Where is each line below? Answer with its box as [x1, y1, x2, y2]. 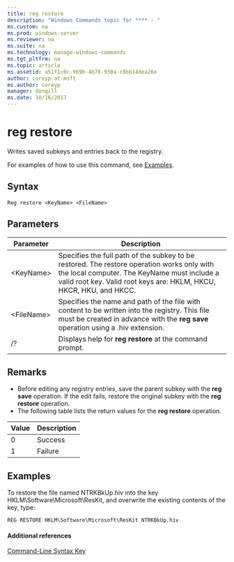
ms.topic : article [7, 62, 61, 69]
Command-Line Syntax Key [7, 547, 86, 555]
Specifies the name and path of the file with [58, 296, 201, 306]
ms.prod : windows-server [7, 29, 79, 37]
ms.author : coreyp [7, 81, 61, 88]
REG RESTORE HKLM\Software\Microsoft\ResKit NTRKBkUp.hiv [7, 517, 179, 524]
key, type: [7, 504, 36, 512]
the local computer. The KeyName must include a [58, 268, 219, 278]
